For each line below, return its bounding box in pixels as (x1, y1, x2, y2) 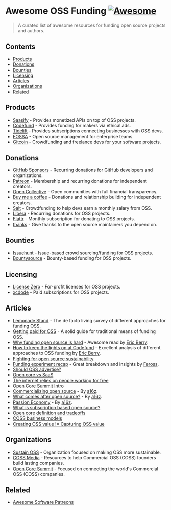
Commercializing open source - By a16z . (12, 388, 98, 394)
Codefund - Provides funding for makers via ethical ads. (12, 122, 131, 128)
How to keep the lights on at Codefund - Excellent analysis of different (12, 344, 161, 350)
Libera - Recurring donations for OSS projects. (12, 210, 111, 217)
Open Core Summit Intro (12, 383, 64, 389)
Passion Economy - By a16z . (12, 399, 72, 405)
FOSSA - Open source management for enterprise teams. (12, 133, 134, 139)
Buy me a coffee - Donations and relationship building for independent (12, 194, 161, 201)
